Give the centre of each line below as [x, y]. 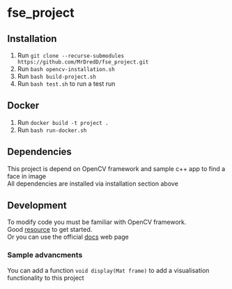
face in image [27, 176]
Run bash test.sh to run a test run [66, 84]
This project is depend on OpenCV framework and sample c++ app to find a [116, 168]
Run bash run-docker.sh [52, 130]
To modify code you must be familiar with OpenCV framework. [97, 222]
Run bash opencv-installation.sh [66, 69]
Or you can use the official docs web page [68, 237]
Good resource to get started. [50, 230]
